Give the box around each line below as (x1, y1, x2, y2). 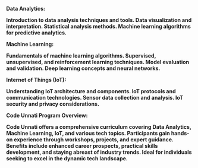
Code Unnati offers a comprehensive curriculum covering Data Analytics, (6, 123, 191, 130)
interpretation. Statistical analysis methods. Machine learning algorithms (6, 23, 191, 30)
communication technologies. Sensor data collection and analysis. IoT (6, 94, 183, 101)
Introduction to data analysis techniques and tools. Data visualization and (6, 17, 192, 23)
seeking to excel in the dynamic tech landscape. (6, 155, 128, 162)
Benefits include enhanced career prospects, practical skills (6, 142, 158, 149)
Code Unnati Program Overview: (6, 112, 88, 119)
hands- (171, 130, 190, 137)
